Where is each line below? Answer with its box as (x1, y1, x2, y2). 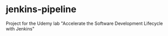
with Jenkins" (6, 25, 35, 31)
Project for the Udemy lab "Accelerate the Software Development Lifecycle (6, 20, 163, 26)
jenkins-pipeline (6, 4, 77, 15)
